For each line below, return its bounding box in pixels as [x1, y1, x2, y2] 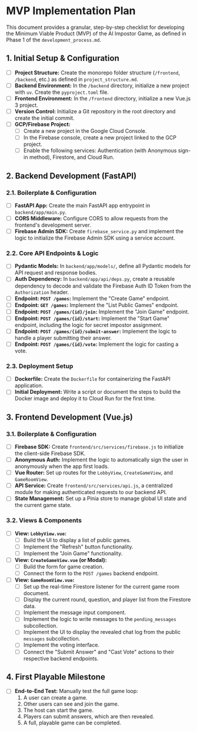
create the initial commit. [14, 115, 75, 122]
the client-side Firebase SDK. [14, 450, 86, 457]
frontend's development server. [14, 221, 91, 228]
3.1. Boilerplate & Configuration [6, 430, 97, 438]
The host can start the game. [23, 707, 94, 714]
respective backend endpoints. [23, 655, 99, 662]
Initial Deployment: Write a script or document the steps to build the [14, 388, 181, 396]
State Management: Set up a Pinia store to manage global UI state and [14, 495, 187, 502]
